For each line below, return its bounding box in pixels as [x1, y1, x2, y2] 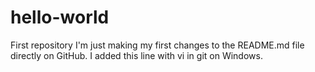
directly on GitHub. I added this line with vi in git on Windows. [10, 49, 263, 61]
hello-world [10, 6, 110, 29]
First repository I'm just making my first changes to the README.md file [10, 39, 305, 51]
